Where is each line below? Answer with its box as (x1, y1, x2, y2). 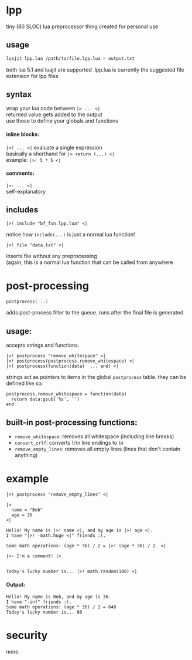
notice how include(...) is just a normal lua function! (6, 231, 135, 238)
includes (6, 205, 39, 215)
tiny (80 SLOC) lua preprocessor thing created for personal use (6, 23, 159, 30)
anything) (14, 452, 38, 459)
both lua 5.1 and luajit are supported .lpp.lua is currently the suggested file (6, 66, 184, 73)
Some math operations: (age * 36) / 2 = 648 (6, 604, 116, 610)
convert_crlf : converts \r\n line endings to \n (14, 439, 124, 446)
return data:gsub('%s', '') (11, 397, 80, 402)
